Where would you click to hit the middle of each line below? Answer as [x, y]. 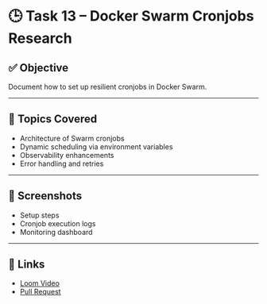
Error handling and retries [62, 164]
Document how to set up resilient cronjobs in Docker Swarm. [108, 87]
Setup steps [39, 215]
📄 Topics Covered [53, 119]
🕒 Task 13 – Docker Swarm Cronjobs [131, 16]
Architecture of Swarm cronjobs [72, 138]
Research [41, 38]
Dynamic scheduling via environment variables [96, 146]
